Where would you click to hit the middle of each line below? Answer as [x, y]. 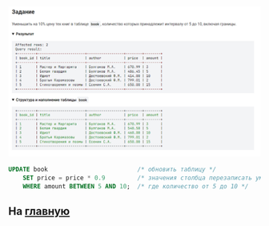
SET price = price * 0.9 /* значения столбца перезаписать [137, 178]
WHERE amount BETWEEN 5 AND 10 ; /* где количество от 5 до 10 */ [136, 186]
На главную [39, 211]
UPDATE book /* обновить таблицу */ [112, 169]
